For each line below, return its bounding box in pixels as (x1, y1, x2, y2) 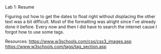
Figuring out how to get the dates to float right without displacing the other (5, 14, 156, 19)
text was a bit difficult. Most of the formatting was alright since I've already (5, 19, 156, 24)
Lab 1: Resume (5, 4, 35, 10)
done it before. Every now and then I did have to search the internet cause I (5, 24, 158, 30)
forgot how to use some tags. (5, 29, 65, 35)
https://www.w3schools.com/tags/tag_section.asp (5, 44, 107, 49)
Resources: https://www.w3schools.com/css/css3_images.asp (5, 38, 132, 44)
